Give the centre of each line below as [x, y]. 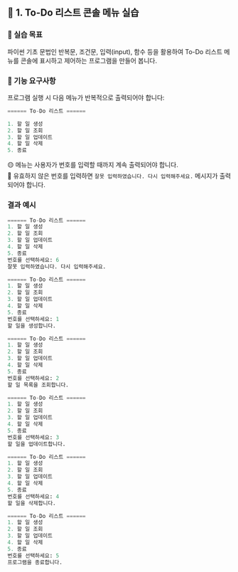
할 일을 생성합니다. [32, 326]
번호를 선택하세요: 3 [33, 437]
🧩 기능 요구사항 [32, 80]
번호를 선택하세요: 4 [33, 497]
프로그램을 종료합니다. [35, 562]
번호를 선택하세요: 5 [33, 556]
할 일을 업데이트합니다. [37, 444]
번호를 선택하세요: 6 [33, 260]
